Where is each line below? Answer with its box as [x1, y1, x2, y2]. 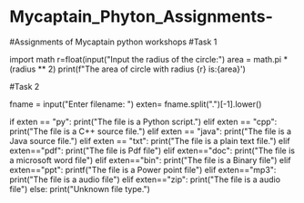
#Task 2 [9, 81, 40, 92]
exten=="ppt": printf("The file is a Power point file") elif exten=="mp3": [9, 164, 277, 175]
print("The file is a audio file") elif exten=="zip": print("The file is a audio [9, 174, 280, 185]
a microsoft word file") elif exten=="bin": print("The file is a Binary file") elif [9, 154, 291, 165]
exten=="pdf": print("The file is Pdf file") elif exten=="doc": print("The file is [9, 145, 296, 156]
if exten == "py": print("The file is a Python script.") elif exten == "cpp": [9, 116, 278, 127]
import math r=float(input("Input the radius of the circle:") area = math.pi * [9, 53, 289, 64]
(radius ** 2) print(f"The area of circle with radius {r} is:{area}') [9, 63, 246, 74]
